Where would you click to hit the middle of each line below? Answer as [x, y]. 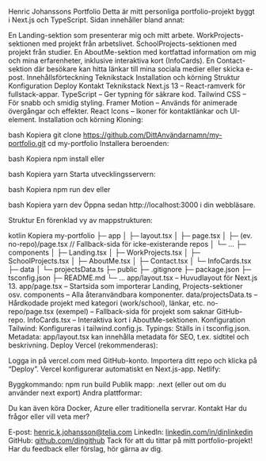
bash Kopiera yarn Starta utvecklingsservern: [82, 174]
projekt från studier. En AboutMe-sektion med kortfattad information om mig [132, 52]
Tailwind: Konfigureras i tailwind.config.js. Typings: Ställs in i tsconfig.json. [129, 328]
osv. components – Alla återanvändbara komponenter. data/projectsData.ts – [133, 294]
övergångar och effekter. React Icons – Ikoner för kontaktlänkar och [118, 111]
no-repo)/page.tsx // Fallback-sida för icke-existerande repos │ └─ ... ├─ [127, 244]
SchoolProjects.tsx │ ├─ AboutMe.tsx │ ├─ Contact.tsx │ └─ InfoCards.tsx [130, 261]
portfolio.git [27, 143]
